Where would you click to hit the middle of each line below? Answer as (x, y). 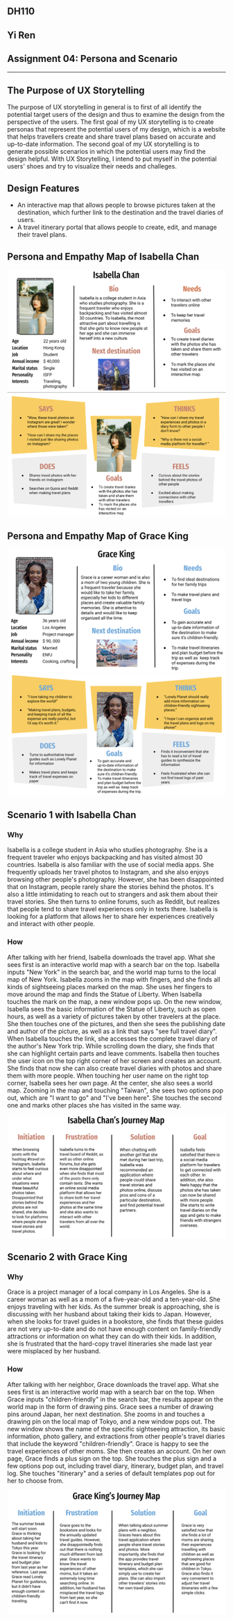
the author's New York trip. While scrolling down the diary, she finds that (111, 1046)
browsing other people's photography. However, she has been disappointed (115, 879)
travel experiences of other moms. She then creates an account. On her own (116, 1451)
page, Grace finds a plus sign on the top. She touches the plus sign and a (112, 1458)
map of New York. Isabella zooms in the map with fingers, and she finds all (114, 979)
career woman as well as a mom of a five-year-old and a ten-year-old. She (114, 1299)
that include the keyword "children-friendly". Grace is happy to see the (108, 1443)
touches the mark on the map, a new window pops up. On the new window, (115, 1001)
